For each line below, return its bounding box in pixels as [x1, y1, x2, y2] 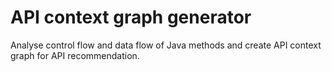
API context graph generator [10, 6, 252, 29]
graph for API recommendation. [10, 49, 140, 61]
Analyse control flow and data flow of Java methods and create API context [10, 39, 322, 51]
